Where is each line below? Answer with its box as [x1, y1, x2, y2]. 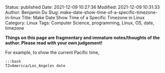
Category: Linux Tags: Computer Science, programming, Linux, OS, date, [5, 20, 155, 26]
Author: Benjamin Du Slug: [5, 9, 59, 15]
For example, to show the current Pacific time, [5, 49, 99, 55]
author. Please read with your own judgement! [5, 40, 103, 46]
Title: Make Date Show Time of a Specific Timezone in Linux [21, 15, 145, 20]
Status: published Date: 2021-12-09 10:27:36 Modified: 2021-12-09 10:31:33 [5, 4, 160, 10]
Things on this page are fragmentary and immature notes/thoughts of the [5, 35, 160, 40]
